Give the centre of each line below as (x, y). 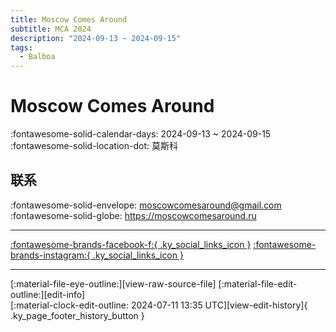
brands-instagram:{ (50, 255)
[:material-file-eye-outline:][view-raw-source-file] (113, 283)
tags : (21, 47)
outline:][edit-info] (48, 294)
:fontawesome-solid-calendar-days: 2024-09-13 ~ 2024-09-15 (141, 134)
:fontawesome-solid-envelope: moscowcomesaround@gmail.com (146, 205)
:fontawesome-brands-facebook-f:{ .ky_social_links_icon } (131, 244)
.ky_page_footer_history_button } (77, 315)
